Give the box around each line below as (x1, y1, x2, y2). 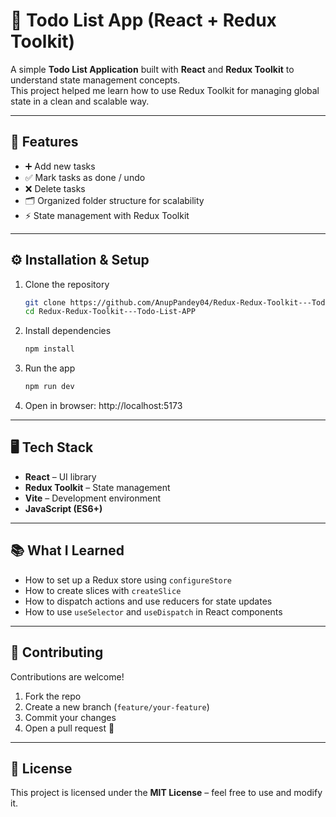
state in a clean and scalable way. (10, 95, 150, 107)
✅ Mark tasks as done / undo (24, 171, 146, 183)
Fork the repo (24, 690, 82, 702)
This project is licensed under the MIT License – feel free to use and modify (10, 787, 323, 799)
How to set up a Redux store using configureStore (24, 574, 233, 586)
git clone (24, 297, 67, 308)
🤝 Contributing (10, 644, 104, 661)
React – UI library (24, 470, 97, 483)
